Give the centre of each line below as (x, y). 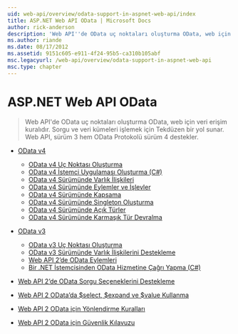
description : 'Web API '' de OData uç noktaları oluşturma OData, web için (119, 34)
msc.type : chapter (35, 67)
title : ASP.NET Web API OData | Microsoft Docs (79, 21)
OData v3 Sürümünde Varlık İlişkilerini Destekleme (102, 252)
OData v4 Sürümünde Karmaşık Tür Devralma (95, 217)
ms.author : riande (35, 41)
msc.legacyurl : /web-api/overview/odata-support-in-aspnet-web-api (110, 60)
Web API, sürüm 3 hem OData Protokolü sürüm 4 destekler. (112, 136)
